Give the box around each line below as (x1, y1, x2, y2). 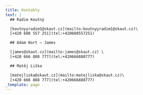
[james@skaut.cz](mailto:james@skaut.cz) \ (10, 50, 104, 55)
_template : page (5, 82, 40, 87)
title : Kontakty (5, 7, 40, 13)
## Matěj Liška (10, 63, 42, 68)
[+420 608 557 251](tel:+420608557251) (10, 31, 95, 36)
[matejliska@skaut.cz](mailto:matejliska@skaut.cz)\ (10, 73, 125, 78)
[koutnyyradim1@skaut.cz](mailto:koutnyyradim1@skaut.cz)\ (10, 26, 138, 31)
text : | (5, 12, 22, 17)
